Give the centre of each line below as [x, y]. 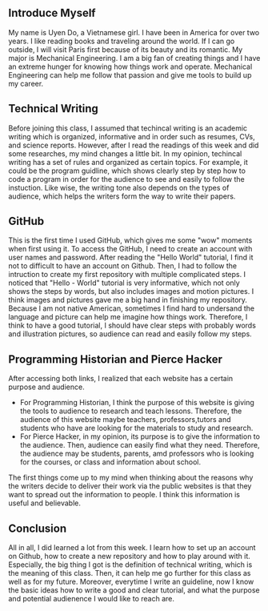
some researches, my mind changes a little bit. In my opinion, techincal [125, 153]
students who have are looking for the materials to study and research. [136, 428]
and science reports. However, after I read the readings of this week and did [134, 145]
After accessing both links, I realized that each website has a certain [121, 379]
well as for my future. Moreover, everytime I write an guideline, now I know [131, 582]
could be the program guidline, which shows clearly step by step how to [127, 171]
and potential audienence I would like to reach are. [91, 599]
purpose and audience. [47, 387]
